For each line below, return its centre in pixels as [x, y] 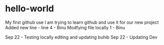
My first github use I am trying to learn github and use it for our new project [82, 22]
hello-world [30, 9]
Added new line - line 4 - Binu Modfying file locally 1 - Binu [65, 27]
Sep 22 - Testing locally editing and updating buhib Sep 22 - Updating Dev [81, 37]
